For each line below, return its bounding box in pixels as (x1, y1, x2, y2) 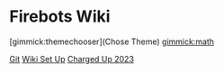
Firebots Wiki (9, 6, 111, 27)
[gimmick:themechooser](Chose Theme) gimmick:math (9, 36, 214, 47)
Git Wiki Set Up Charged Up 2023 (9, 53, 135, 64)
